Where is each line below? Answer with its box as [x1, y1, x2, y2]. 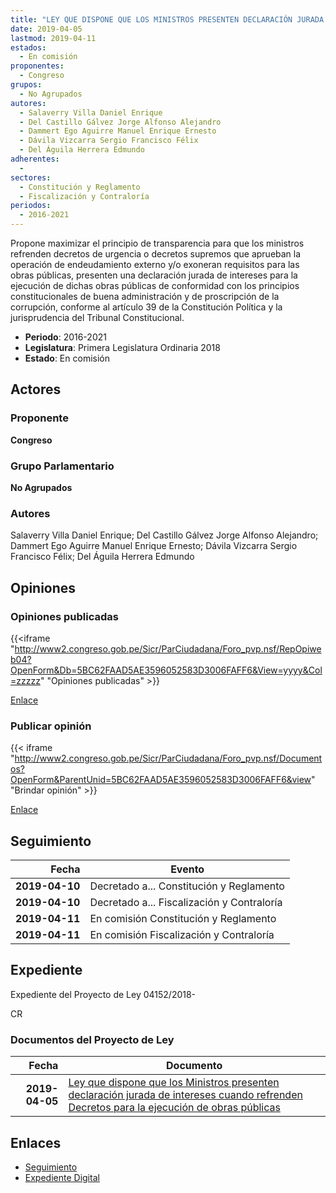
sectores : [10, 172, 52, 183]
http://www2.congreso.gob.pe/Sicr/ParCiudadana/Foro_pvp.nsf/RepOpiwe [14, 642, 322, 655]
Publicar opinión [10, 719, 92, 733]
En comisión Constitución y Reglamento [89, 912, 277, 926]
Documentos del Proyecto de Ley [10, 1032, 175, 1046]
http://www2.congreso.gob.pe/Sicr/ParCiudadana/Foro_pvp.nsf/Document [14, 752, 323, 765]
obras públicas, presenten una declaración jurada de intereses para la [10, 269, 298, 281]
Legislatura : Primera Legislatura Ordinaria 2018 [24, 342, 221, 353]
